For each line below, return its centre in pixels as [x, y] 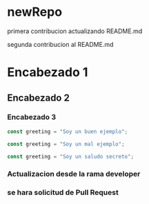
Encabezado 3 [32, 117]
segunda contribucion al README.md [60, 44]
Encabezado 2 [39, 98]
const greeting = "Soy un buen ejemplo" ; [68, 132]
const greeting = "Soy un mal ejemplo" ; [66, 144]
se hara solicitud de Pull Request [63, 192]
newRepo [35, 12]
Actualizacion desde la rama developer [74, 174]
